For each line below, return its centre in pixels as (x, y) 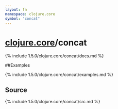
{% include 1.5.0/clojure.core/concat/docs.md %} (55, 56)
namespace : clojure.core (30, 14)
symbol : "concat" (23, 18)
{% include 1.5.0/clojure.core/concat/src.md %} (53, 102)
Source (16, 90)
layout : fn (16, 9)
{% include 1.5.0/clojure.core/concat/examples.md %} (59, 75)
